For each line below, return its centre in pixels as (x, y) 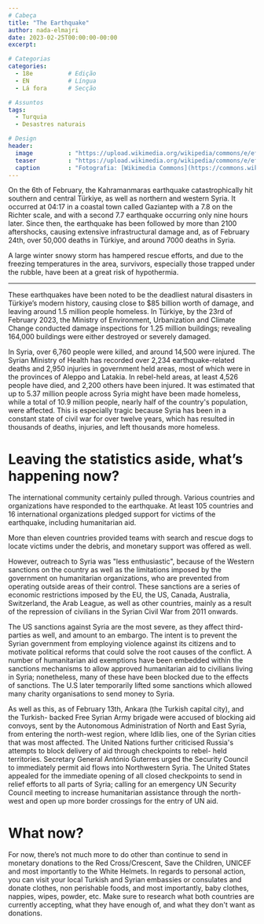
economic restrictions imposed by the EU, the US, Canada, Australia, (119, 595)
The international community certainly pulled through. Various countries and (132, 497)
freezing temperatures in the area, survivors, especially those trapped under (132, 264)
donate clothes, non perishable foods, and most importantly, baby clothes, (128, 888)
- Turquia (31, 117)
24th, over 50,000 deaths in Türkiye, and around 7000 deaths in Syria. (122, 240)
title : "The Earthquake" (49, 23)
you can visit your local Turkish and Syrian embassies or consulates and (125, 880)
